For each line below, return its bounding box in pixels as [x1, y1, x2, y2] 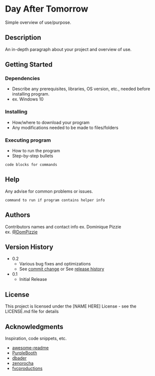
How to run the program [12, 148, 61, 154]
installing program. [12, 91, 50, 97]
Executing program [5, 137, 51, 144]
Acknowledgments [5, 323, 64, 331]
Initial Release [19, 277, 47, 282]
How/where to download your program [12, 119, 90, 125]
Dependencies [5, 75, 40, 82]
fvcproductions [12, 365, 43, 372]
